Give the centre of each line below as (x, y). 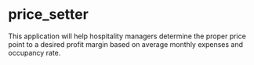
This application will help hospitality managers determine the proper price (127, 36)
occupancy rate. (34, 52)
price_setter (48, 14)
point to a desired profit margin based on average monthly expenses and (125, 44)
